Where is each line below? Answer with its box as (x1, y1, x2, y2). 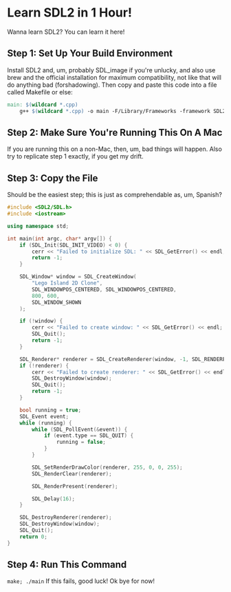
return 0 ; (19, 533, 48, 540)
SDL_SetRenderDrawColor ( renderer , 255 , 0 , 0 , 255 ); (32, 464, 184, 471)
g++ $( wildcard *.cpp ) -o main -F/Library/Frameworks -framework (19, 108, 211, 114)
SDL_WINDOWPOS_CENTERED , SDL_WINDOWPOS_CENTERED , (32, 286, 177, 293)
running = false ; (56, 439, 107, 446)
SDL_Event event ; (19, 413, 69, 420)
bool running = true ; (19, 407, 81, 414)
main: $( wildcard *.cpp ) (7, 101, 78, 108)
